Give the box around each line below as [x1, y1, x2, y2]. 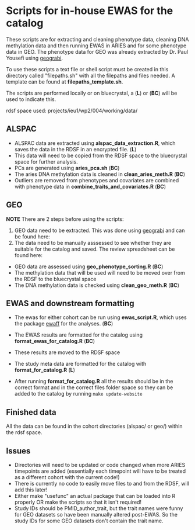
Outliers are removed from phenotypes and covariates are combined [14, 176, 179, 183]
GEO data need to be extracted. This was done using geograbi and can [14, 227, 185, 234]
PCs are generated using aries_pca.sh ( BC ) [14, 164, 120, 171]
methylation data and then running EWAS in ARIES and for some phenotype [6, 42, 187, 49]
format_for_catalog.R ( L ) [14, 366, 76, 373]
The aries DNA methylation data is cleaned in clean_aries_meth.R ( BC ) [14, 171, 185, 178]
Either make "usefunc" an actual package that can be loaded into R [14, 493, 176, 499]
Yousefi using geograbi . [6, 54, 63, 61]
